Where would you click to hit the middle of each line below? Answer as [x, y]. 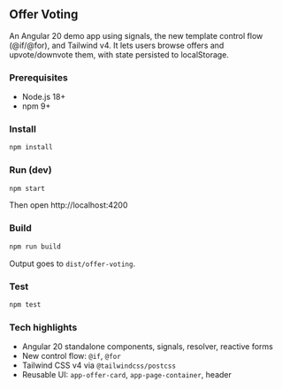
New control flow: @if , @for [71, 356]
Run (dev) [30, 170]
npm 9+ [36, 106]
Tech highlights [43, 327]
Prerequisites [38, 77]
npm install [31, 148]
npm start [27, 188]
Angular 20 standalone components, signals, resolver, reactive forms [148, 347]
